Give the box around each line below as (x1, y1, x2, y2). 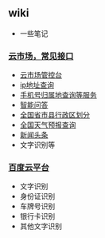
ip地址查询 (19, 80, 54, 90)
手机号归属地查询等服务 (19, 90, 97, 100)
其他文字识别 (19, 221, 62, 231)
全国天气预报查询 (19, 120, 76, 130)
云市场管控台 (19, 70, 62, 80)
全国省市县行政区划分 (19, 110, 90, 120)
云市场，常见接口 (8, 50, 74, 61)
